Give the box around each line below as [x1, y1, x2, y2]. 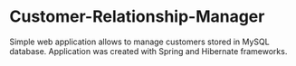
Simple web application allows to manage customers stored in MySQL [9, 36, 270, 47]
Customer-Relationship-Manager [9, 6, 265, 27]
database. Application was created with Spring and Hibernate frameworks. [9, 45, 288, 56]
